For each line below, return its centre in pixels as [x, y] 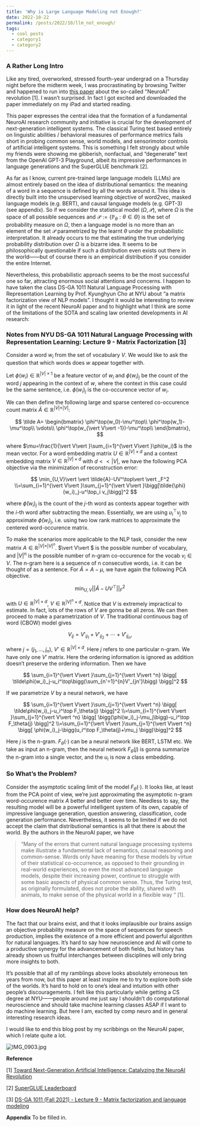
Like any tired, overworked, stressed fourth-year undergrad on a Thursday [97, 79]
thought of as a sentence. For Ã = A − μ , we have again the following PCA [96, 569]
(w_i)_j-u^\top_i [82, 492]
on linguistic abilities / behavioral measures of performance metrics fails [95, 135]
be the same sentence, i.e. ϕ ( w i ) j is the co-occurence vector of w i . [87, 390]
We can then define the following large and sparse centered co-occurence [98, 402]
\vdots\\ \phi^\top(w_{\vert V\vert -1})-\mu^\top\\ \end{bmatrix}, [113, 428]
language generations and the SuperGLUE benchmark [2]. [77, 167]
